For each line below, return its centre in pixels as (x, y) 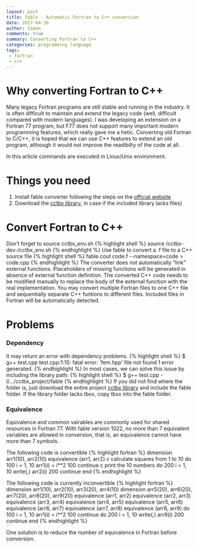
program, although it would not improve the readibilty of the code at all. (93, 145)
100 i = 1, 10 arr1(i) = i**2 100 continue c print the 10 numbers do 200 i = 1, (96, 465)
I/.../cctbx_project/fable (35, 381)
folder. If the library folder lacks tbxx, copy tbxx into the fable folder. (89, 394)
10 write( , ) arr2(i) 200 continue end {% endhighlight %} (74, 472)
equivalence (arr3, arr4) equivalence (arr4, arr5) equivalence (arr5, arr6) (95, 502)
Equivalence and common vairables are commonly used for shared (88, 422)
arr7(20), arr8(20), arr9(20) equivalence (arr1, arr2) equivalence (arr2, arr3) (98, 496)
